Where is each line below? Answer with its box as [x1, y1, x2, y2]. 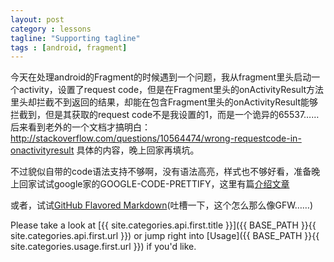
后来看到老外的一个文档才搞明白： [10, 121, 151, 133]
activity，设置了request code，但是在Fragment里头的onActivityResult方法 [18, 84, 325, 96]
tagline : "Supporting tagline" [10, 33, 141, 43]
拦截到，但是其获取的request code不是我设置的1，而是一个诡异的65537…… [10, 109, 320, 121]
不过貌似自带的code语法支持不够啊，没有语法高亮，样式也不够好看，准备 [10, 166, 312, 178]
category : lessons [10, 24, 92, 34]
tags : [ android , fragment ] [10, 42, 128, 53]
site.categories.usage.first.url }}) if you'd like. [10, 241, 197, 253]
